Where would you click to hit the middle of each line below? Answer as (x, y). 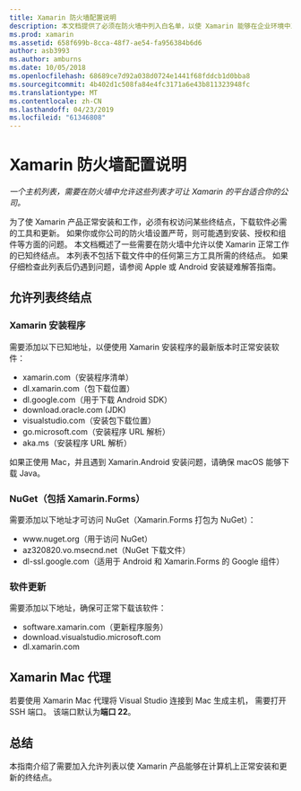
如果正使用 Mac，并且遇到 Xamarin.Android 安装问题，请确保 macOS (137, 461)
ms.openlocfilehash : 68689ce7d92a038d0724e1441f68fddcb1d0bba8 (130, 76)
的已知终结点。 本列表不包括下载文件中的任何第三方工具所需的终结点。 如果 (149, 256)
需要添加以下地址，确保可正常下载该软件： (88, 608)
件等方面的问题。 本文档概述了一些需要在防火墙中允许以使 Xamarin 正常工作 (149, 244)
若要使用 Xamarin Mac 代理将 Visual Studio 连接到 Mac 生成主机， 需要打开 (148, 700)
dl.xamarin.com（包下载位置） (78, 388)
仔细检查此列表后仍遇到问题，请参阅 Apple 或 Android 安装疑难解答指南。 (145, 267)
